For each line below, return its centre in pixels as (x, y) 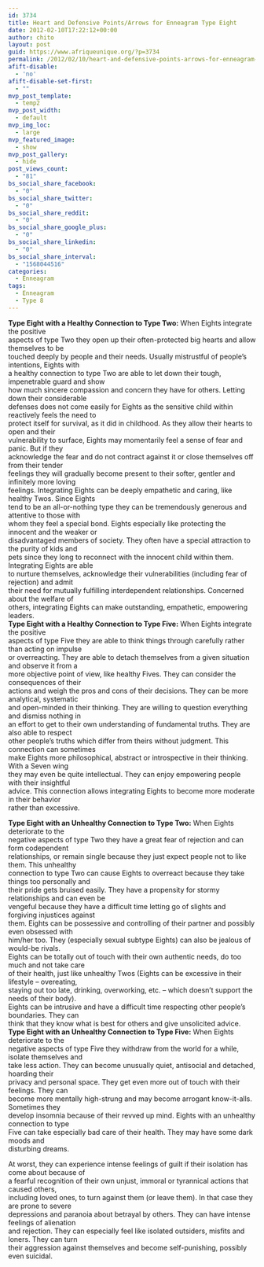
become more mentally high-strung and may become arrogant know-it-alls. (130, 1099)
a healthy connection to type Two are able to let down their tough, (115, 373)
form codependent (38, 848)
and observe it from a (43, 665)
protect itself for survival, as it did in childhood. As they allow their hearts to (130, 423)
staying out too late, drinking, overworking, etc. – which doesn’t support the (130, 990)
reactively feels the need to (52, 414)
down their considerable (48, 398)
